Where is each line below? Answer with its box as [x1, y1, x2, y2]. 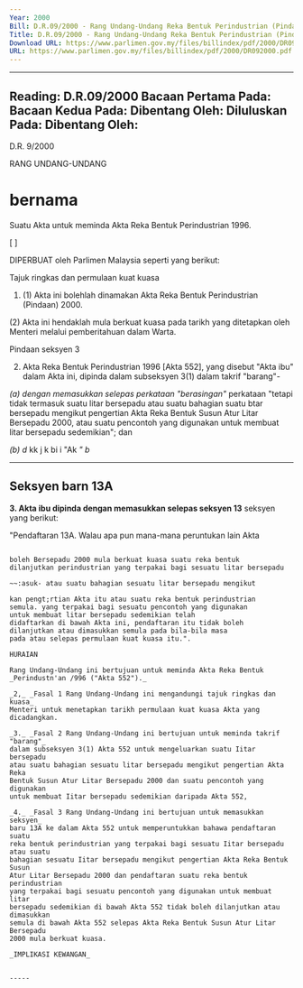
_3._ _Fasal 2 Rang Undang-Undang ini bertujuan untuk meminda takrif [9, 728, 280, 738]
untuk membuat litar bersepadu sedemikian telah [9, 610, 196, 619]
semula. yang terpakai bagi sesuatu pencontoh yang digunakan [9, 602, 248, 612]
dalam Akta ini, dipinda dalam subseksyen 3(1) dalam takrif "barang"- [22, 371, 281, 382]
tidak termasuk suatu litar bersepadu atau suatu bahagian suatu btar [9, 398, 263, 409]
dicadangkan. [9, 713, 59, 722]
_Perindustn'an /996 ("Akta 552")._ [9, 673, 147, 682]
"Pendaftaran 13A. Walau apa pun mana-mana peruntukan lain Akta [9, 530, 260, 540]
